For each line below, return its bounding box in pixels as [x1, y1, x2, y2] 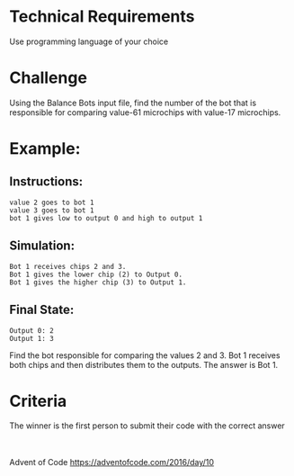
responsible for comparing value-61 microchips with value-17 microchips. [9, 106, 281, 118]
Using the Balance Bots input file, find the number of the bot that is [9, 97, 257, 108]
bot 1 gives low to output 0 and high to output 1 [9, 213, 203, 222]
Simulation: [9, 238, 75, 254]
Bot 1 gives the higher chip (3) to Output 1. [9, 277, 187, 287]
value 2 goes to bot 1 [9, 198, 94, 207]
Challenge [9, 67, 88, 88]
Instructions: [9, 174, 84, 190]
